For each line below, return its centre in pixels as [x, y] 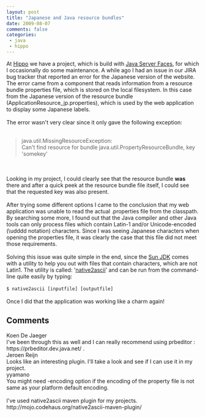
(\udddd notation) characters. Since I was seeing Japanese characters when [103, 231]
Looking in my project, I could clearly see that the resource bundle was [96, 178]
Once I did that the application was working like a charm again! [86, 301]
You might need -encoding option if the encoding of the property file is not [100, 381]
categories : [21, 35]
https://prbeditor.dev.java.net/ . [46, 348]
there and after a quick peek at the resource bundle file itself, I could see [98, 185]
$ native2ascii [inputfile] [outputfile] [60, 289]
